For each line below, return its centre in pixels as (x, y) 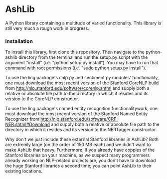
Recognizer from (22, 119)
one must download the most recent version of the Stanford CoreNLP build (82, 83)
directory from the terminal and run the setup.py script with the (83, 57)
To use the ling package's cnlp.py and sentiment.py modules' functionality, (82, 78)
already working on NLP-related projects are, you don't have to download (81, 161)
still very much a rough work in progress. (47, 28)
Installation (19, 41)
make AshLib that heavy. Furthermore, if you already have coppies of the (80, 150)
